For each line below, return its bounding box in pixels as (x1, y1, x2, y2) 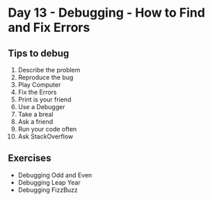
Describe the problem (17, 66, 81, 74)
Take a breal (17, 110, 54, 118)
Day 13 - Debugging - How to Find (8, 5, 206, 21)
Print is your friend (17, 95, 72, 104)
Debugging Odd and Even (17, 170, 92, 179)
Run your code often (17, 125, 77, 133)
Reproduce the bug (17, 73, 74, 81)
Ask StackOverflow (17, 132, 74, 140)
